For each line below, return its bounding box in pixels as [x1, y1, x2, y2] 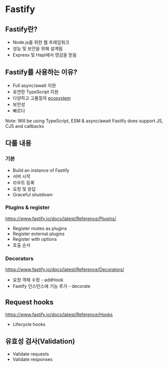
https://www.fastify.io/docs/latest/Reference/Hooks [5, 311, 113, 318]
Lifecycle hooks [12, 321, 46, 327]
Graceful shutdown [12, 191, 53, 197]
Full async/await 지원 [12, 82, 56, 88]
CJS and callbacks [5, 123, 45, 129]
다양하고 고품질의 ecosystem [12, 95, 71, 101]
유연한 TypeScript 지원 [12, 88, 59, 94]
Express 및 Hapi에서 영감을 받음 [12, 52, 77, 58]
